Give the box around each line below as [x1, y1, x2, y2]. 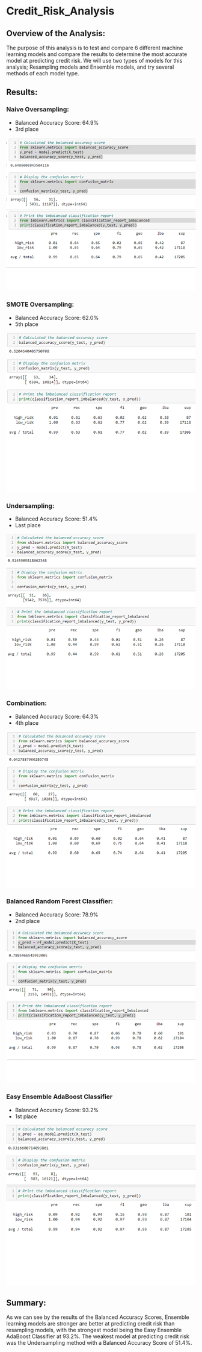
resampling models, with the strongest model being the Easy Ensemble [6, 1327, 182, 1334]
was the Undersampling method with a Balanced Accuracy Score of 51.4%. [6, 1339, 192, 1347]
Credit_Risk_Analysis [6, 4, 115, 18]
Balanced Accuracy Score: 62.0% [14, 314, 99, 321]
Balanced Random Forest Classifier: [6, 897, 113, 906]
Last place [14, 522, 41, 529]
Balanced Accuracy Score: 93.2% [14, 1106, 99, 1113]
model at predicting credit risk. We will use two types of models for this [6, 57, 183, 64]
